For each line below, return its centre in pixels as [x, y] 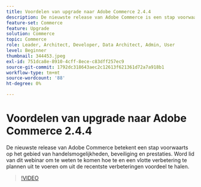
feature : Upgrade [28, 28]
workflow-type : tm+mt [33, 73]
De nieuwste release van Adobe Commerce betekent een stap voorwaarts [97, 147]
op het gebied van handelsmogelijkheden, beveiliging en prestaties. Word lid [100, 154]
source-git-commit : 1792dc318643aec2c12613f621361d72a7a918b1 [85, 67]
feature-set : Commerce [34, 23]
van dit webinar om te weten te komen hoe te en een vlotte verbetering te [97, 160]
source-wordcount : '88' [36, 78]
